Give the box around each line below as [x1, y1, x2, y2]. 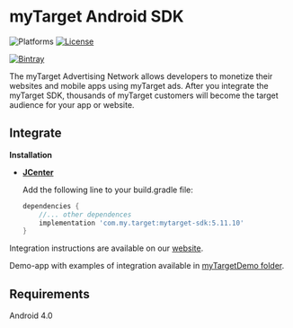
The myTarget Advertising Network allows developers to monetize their [9, 70, 273, 82]
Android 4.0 [9, 310, 53, 321]
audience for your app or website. [9, 99, 135, 110]
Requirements [9, 286, 90, 302]
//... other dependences [39, 209, 132, 219]
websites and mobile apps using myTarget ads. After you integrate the [9, 80, 269, 91]
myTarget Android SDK [9, 6, 184, 27]
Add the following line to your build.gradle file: [22, 184, 193, 195]
